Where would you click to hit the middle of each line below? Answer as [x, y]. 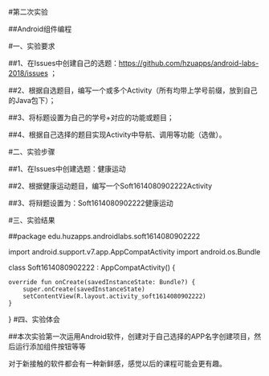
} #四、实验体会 [34, 319]
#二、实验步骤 [32, 152]
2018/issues [28, 73]
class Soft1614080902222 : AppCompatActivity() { [92, 267]
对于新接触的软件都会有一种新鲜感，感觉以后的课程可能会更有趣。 [117, 364]
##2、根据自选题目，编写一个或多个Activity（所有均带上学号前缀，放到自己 [133, 90]
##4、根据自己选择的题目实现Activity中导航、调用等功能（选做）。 [117, 134]
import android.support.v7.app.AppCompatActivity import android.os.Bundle [134, 252]
